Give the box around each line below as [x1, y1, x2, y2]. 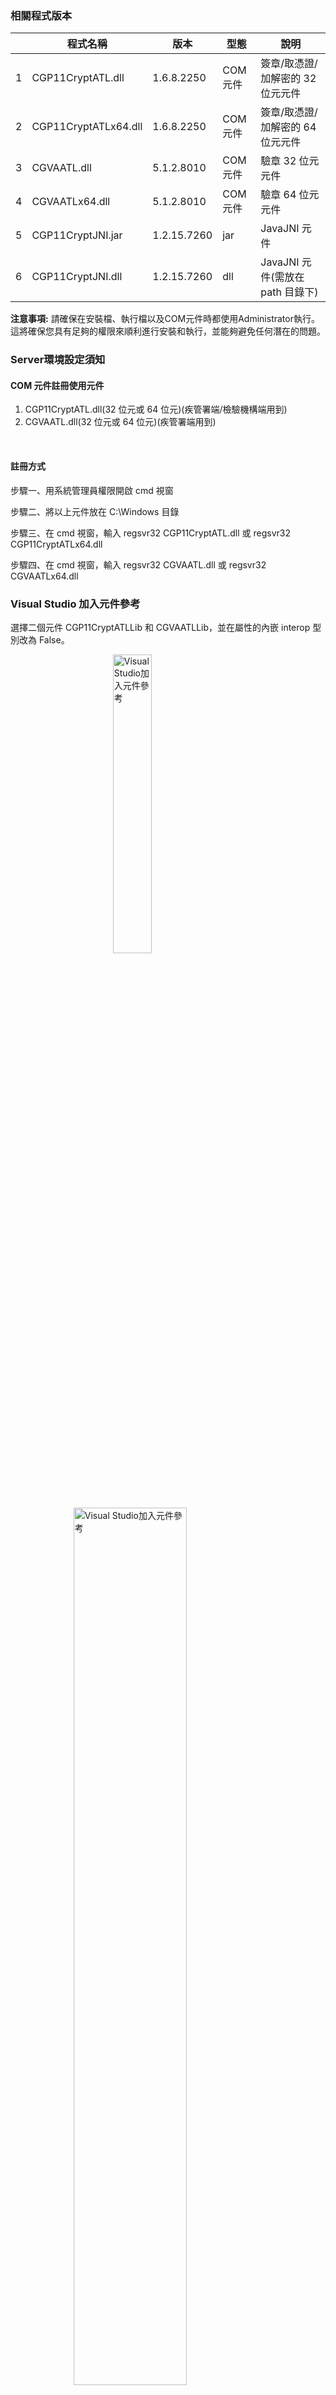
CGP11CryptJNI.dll [31, 270, 123, 284]
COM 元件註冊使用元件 [10, 379, 105, 391]
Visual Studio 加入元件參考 [10, 597, 141, 611]
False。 [38, 633, 70, 646]
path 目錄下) [260, 285, 319, 299]
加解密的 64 [260, 120, 317, 134]
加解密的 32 [260, 72, 317, 86]
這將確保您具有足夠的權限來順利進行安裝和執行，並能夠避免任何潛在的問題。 [10, 325, 326, 337]
